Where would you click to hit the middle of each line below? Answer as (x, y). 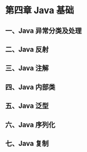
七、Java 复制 (27, 143)
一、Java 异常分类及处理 (43, 31)
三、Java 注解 (27, 68)
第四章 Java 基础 (40, 10)
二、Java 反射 (27, 49)
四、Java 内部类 (30, 87)
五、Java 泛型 (27, 106)
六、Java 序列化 (30, 125)
